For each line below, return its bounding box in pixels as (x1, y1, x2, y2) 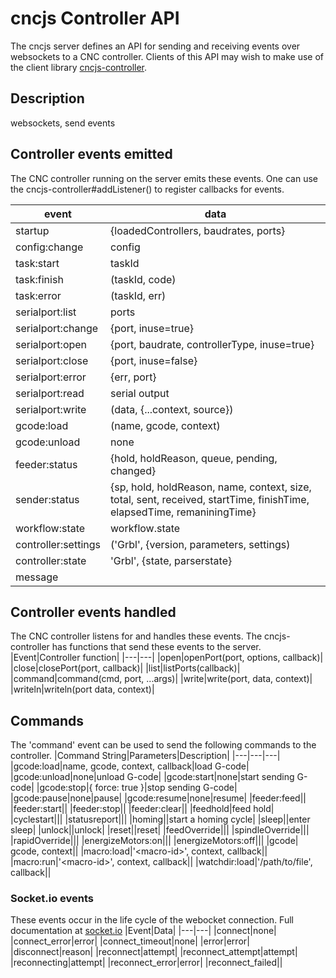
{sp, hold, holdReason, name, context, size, (110, 480, 312, 494)
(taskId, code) (110, 272, 177, 286)
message (15, 570, 59, 584)
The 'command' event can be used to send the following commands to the (10, 739, 317, 751)
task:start (15, 256, 60, 270)
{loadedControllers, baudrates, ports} (110, 223, 286, 237)
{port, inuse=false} (110, 353, 198, 367)
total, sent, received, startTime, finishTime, (110, 492, 310, 506)
